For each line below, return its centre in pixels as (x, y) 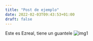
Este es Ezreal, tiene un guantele (39, 33)
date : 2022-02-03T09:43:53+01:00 (40, 14)
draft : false (19, 19)
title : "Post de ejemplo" (32, 10)
